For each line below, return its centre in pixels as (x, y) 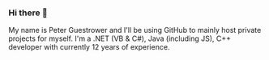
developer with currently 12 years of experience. (89, 47)
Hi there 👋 (28, 13)
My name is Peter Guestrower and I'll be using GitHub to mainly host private (135, 30)
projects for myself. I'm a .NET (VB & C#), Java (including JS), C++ (120, 38)
